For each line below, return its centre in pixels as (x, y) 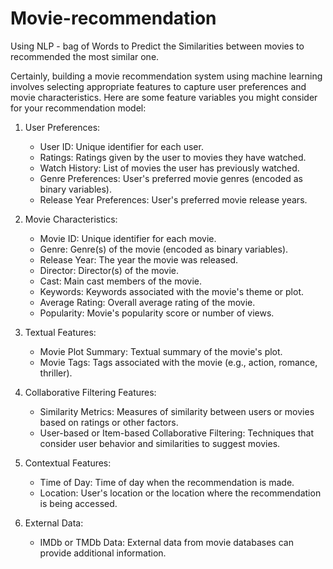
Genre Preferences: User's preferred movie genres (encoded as (171, 178)
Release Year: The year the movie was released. (139, 259)
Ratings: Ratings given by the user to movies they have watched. (173, 157)
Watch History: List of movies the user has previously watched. (169, 168)
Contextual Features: (68, 463)
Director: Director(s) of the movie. (109, 270)
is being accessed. (78, 503)
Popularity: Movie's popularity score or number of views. (157, 313)
